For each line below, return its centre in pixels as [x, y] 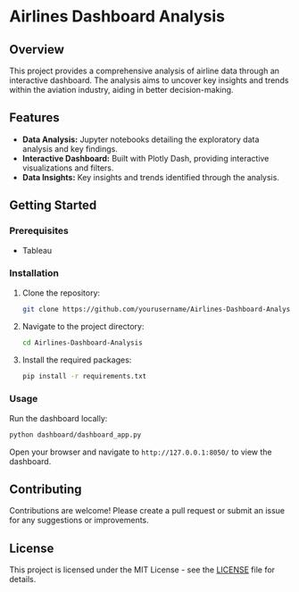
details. [23, 579]
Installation [34, 273]
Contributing [46, 489]
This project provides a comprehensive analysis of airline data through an [144, 71]
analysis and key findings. [70, 148]
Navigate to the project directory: [83, 326]
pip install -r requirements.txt [84, 376]
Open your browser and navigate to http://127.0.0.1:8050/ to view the [141, 452]
